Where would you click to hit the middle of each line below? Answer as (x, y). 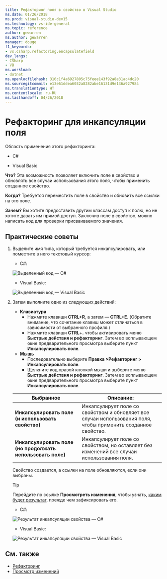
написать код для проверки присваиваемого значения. (64, 221)
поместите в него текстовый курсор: (51, 254)
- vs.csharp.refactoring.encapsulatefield (50, 51)
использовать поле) (40, 455)
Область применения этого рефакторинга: (50, 147)
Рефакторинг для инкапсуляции (76, 122)
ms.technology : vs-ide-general (38, 24)
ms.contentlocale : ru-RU (31, 93)
